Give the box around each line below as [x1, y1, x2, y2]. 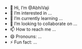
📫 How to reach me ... [9, 26, 56, 32]
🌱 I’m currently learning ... [9, 15, 63, 21]
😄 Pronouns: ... [9, 33, 42, 39]
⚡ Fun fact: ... [9, 39, 37, 45]
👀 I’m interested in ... [9, 10, 52, 16]
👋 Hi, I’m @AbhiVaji [9, 5, 50, 10]
